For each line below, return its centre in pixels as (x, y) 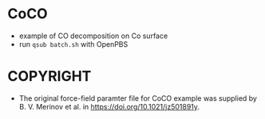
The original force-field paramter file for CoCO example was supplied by (138, 98)
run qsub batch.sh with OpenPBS (73, 44)
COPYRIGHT (49, 77)
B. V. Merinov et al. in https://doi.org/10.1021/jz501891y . (109, 106)
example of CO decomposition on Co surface (93, 36)
